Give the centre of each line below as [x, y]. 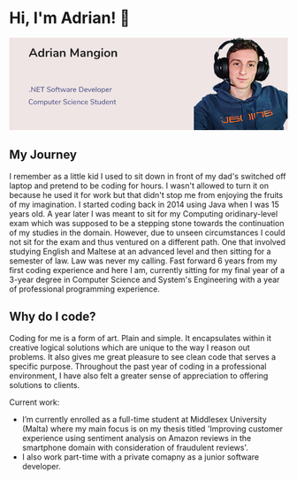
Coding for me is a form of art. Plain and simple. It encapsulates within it [141, 338]
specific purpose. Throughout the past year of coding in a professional [138, 366]
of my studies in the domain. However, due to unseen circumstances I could [147, 232]
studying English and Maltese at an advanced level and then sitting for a [140, 251]
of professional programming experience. [85, 289]
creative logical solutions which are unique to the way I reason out [129, 347]
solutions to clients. [45, 385]
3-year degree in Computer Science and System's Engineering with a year [145, 279]
